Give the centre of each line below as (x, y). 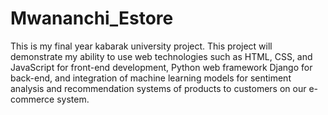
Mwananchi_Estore (92, 18)
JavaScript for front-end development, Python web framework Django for (161, 67)
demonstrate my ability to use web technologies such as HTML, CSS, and (161, 56)
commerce (32, 99)
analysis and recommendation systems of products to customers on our (158, 88)
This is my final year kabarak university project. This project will (141, 46)
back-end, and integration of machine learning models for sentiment (151, 78)
